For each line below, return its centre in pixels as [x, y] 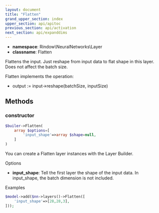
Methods [19, 102]
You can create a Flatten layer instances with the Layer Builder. [69, 154]
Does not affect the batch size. [36, 67]
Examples [15, 188]
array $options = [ [32, 130]
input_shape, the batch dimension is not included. [63, 178]
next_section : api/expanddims [36, 33]
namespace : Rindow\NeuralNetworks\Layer [57, 47]
